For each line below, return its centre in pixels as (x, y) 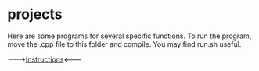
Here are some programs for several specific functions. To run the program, (129, 36)
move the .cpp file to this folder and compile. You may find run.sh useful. (124, 44)
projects (35, 14)
